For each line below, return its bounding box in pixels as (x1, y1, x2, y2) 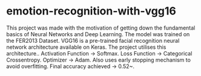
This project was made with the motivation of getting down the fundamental (6, 24, 196, 31)
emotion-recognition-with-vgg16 (6, 4, 177, 18)
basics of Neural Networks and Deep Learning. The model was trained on (6, 30, 190, 37)
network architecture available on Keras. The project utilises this (6, 43, 166, 51)
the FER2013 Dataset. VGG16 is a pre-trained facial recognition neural (6, 37, 180, 44)
